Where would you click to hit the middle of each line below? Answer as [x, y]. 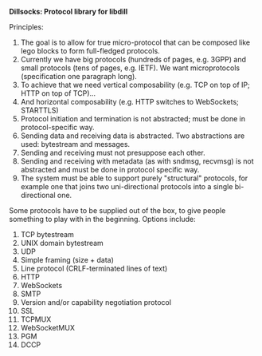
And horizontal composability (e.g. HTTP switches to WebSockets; [130, 102]
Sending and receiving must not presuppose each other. [113, 152]
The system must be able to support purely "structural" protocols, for [134, 178]
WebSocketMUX [47, 328]
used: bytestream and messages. [75, 144]
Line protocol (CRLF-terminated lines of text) [94, 268]
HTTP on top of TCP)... [58, 93]
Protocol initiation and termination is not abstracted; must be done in [133, 119]
